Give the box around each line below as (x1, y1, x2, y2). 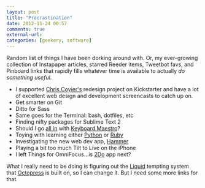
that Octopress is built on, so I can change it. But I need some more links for (6, 169, 198, 176)
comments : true (6, 26, 45, 32)
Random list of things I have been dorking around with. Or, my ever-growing (6, 55, 198, 61)
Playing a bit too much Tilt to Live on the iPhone (15, 145, 136, 151)
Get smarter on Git (15, 99, 63, 106)
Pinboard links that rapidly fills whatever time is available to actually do (6, 67, 185, 74)
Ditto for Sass (15, 105, 50, 112)
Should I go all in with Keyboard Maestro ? (15, 125, 121, 132)
